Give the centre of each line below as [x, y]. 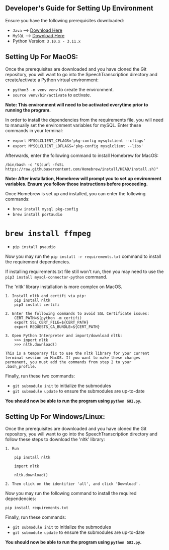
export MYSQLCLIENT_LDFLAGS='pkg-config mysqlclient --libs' [78, 146]
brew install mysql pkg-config [45, 209]
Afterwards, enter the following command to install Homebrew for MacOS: [82, 155]
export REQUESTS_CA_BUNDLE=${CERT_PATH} [57, 327]
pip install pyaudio [34, 247]
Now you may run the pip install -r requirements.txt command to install [83, 256]
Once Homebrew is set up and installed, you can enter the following [75, 193]
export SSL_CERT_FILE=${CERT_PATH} [52, 322]
